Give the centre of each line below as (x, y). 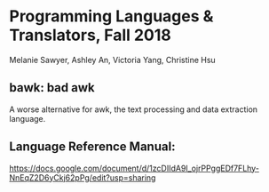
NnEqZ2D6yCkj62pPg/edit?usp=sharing (83, 177)
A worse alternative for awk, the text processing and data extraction (134, 109)
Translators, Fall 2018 (90, 35)
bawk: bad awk (52, 88)
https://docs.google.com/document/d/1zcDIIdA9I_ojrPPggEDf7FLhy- (134, 168)
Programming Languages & (111, 16)
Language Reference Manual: (92, 147)
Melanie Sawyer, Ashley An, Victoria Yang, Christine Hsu (112, 60)
